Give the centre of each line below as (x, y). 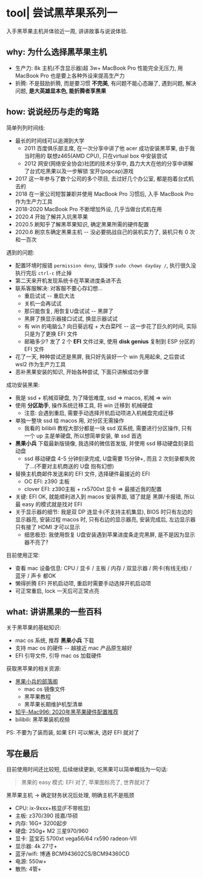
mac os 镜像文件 (45, 689)
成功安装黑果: (23, 385)
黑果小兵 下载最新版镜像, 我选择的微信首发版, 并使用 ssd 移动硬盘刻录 (102, 443)
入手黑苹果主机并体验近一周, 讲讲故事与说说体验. (67, 31)
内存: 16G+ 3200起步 (41, 823)
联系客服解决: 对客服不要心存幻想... (59, 288)
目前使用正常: (23, 555)
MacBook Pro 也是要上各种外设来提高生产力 (70, 75)
